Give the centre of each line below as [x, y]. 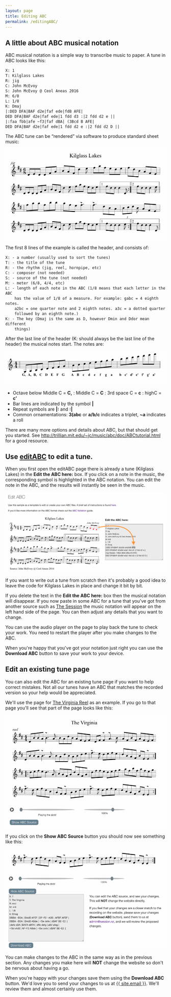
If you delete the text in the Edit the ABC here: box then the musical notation [86, 596]
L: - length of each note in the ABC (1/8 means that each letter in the [86, 289]
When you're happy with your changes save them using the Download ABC [85, 978]
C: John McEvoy [21, 86]
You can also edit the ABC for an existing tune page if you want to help [80, 681]
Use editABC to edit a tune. [49, 456]
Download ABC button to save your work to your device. [65, 653]
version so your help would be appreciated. [51, 693]
